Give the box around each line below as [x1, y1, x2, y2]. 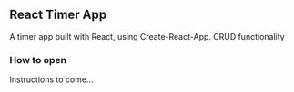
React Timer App [9, 7, 107, 23]
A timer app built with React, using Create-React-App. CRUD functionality [9, 31, 285, 41]
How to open [9, 53, 66, 66]
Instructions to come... [9, 74, 94, 85]
